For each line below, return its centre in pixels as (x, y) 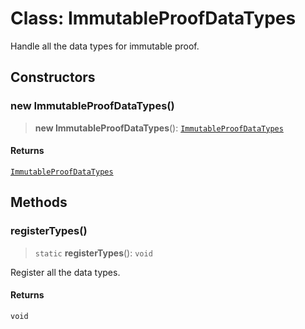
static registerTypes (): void (93, 253)
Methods (39, 202)
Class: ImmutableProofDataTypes (153, 18)
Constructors (53, 77)
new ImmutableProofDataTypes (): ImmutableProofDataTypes (159, 128)
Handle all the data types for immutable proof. (105, 46)
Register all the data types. (65, 272)
